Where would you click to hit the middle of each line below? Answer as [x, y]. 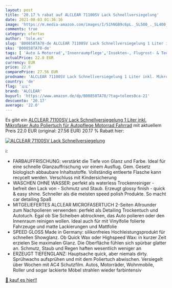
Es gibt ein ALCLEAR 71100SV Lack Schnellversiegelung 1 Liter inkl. [76, 120]
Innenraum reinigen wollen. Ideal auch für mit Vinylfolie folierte [79, 221]
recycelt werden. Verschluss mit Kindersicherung [64, 178]
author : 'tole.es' [25, 39]
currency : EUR [20, 63]
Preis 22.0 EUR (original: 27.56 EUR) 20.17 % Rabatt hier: [65, 131]
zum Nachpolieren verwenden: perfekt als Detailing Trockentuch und [85, 210]
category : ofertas [25, 34]
